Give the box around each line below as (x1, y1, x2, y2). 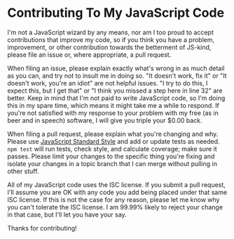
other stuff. (7, 167, 39, 175)
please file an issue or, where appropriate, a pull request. (7, 50, 172, 59)
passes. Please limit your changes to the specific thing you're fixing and (7, 152, 215, 161)
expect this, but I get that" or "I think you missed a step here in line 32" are (7, 86, 223, 95)
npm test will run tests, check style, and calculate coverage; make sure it (7, 144, 217, 153)
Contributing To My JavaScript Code (7, 5, 225, 21)
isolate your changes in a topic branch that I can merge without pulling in (7, 159, 217, 168)
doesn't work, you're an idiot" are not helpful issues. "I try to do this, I (7, 78, 208, 87)
